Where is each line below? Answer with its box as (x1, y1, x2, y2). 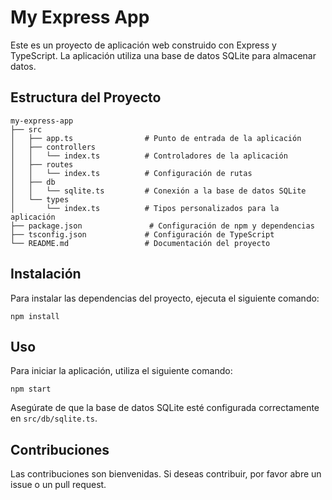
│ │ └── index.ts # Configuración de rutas (10, 168, 253, 178)
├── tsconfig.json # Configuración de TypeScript (10, 229, 275, 240)
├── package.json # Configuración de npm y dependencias (10, 221, 315, 231)
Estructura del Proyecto (10, 89, 162, 106)
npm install (10, 311, 60, 321)
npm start (10, 384, 52, 395)
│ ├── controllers (10, 142, 97, 152)
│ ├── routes (10, 159, 74, 170)
